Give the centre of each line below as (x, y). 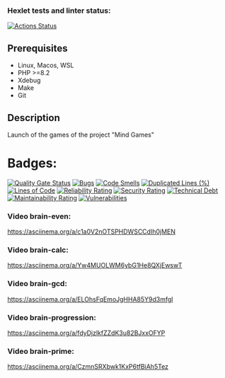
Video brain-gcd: (37, 284)
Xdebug (29, 81)
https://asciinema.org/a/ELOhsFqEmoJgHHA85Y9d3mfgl (90, 299)
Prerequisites (37, 48)
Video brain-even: (39, 216)
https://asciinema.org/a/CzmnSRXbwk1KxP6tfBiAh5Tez (88, 367)
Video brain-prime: (41, 351)
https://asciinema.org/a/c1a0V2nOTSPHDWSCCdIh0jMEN (91, 231)
